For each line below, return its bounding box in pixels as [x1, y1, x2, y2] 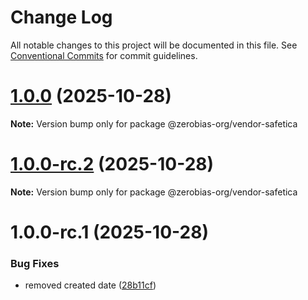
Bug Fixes [10, 256, 60, 270]
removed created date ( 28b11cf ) [24, 279, 157, 291]
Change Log [10, 6, 113, 29]
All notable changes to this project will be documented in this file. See [10, 39, 298, 51]
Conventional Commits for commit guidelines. [10, 49, 198, 61]
